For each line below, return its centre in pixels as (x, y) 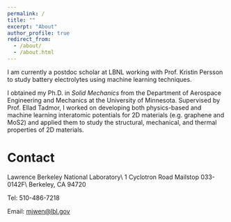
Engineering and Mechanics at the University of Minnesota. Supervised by (114, 100)
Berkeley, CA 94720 (57, 184)
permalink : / (26, 14)
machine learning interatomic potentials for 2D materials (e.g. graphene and (116, 114)
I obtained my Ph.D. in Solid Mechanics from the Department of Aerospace (114, 93)
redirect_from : (29, 40)
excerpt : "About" (32, 26)
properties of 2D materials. (46, 130)
